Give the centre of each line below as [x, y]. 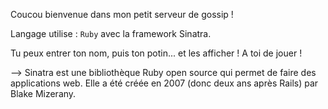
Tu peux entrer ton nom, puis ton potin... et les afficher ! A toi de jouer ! [156, 53]
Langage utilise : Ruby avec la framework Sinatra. [111, 33]
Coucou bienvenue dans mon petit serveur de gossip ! [122, 14]
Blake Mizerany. [43, 93]
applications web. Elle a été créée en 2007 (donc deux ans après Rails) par [164, 83]
